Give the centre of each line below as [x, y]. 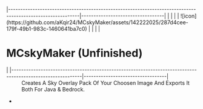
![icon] [188, 16]
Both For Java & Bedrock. [53, 89]
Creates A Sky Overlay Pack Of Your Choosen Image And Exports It [105, 83]
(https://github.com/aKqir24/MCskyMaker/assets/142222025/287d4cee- [98, 22]
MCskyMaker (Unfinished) [75, 53]
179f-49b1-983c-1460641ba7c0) [47, 29]
